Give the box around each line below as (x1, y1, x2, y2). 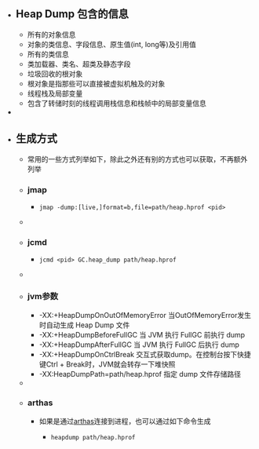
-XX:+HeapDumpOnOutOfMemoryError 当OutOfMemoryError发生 (38, 310, 251, 319)
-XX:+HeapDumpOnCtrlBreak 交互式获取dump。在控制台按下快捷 (38, 349, 251, 359)
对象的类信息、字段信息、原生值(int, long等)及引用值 (27, 39, 196, 49)
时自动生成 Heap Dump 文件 (38, 320, 130, 330)
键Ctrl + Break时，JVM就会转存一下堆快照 (38, 360, 176, 369)
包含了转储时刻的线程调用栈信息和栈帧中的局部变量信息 (27, 98, 206, 108)
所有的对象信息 (27, 30, 76, 39)
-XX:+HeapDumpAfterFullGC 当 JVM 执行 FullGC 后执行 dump (38, 340, 239, 349)
